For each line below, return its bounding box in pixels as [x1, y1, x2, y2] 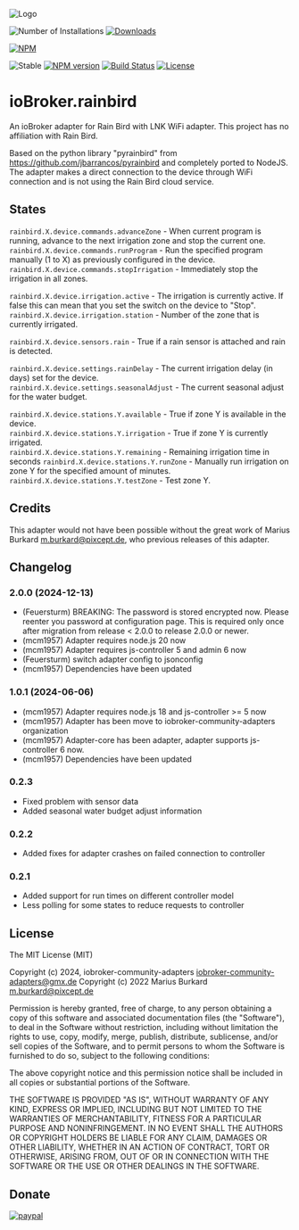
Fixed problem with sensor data [21, 796, 139, 806]
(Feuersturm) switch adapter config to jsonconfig [21, 654, 203, 665]
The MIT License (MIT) [9, 950, 94, 961]
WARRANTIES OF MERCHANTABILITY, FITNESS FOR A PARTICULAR [9, 1113, 262, 1124]
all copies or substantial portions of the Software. [9, 1077, 190, 1088]
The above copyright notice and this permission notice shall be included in [9, 1068, 283, 1078]
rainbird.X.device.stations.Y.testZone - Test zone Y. [9, 475, 212, 485]
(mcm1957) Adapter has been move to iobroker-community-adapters [21, 715, 276, 726]
